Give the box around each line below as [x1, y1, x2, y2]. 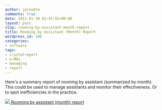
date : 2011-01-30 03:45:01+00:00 [5, 16, 73, 21]
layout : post [5, 20, 31, 26]
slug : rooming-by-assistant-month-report [5, 25, 90, 30]
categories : [5, 39, 29, 44]
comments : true [5, 12, 36, 16]
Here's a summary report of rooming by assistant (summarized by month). [5, 79, 153, 85]
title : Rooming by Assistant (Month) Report [5, 30, 96, 34]
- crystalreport [5, 52, 38, 57]
